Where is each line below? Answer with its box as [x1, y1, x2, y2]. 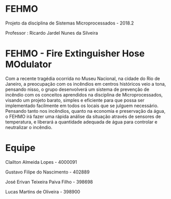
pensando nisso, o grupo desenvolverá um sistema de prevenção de [5, 86, 150, 92]
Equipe [5, 142, 36, 154]
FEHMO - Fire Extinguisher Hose [5, 48, 145, 59]
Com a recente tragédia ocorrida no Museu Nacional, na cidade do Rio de [5, 75, 160, 82]
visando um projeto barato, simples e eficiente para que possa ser [5, 97, 144, 103]
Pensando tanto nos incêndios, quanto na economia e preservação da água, [5, 108, 166, 114]
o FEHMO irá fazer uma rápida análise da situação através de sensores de [5, 113, 161, 119]
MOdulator [5, 59, 52, 70]
